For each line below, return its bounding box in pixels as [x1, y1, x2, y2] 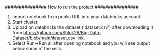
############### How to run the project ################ [5, 4, 139, 10]
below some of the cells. [12, 46, 63, 51]
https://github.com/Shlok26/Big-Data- [23, 30, 102, 35]
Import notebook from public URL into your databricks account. [12, 14, 142, 19]
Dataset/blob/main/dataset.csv [12, 35, 76, 41]
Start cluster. [12, 19, 39, 25]
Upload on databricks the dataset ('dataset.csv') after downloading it [12, 24, 154, 30]
